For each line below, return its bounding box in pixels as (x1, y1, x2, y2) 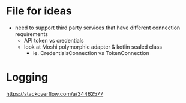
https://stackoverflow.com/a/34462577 (6, 90, 104, 97)
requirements (14, 30, 48, 37)
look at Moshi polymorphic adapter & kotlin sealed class (23, 43, 163, 50)
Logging (6, 71, 49, 84)
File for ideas (6, 4, 72, 18)
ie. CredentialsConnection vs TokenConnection (32, 49, 150, 56)
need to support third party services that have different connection (14, 24, 181, 31)
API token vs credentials (23, 37, 84, 44)
